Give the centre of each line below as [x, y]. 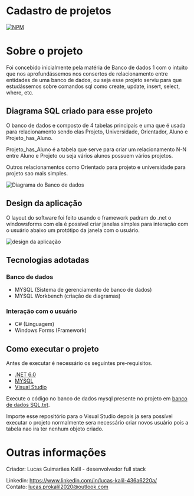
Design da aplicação [44, 203]
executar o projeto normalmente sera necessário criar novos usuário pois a [97, 423]
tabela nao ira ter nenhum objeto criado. [55, 429]
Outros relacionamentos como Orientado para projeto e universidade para [96, 167]
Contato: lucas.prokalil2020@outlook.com [57, 487]
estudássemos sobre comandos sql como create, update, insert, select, [93, 86]
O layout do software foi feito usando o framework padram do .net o [89, 217]
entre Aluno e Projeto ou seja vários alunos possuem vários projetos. [90, 155]
